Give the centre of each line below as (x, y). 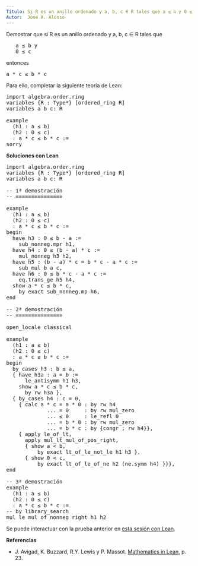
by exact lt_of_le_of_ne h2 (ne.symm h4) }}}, (106, 464)
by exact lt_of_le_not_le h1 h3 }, (89, 452)
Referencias (21, 540)
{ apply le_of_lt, (45, 434)
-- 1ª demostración (34, 190)
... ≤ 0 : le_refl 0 (83, 416)
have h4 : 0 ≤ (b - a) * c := (56, 250)
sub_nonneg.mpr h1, (47, 244)
